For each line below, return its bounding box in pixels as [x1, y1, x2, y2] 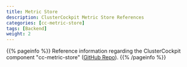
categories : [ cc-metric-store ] [6, 20, 85, 26]
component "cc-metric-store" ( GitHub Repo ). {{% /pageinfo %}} [6, 54, 166, 61]
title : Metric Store [6, 8, 59, 15]
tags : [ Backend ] [6, 25, 47, 32]
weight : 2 [6, 31, 31, 37]
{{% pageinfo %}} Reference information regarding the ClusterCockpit [6, 47, 181, 54]
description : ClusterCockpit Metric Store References [6, 14, 145, 20]
